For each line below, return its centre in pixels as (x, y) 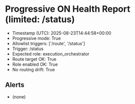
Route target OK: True (34, 59)
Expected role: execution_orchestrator (51, 54)
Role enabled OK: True (35, 64)
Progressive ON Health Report (68, 9)
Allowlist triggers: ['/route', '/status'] (49, 43)
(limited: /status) (40, 19)
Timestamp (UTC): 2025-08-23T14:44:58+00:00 (62, 33)
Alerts (15, 85)
